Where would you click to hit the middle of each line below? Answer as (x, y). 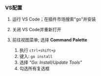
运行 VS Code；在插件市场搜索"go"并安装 (54, 19)
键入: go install (36, 57)
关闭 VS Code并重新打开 (37, 30)
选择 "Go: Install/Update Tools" (50, 62)
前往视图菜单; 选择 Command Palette (50, 40)
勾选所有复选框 (34, 69)
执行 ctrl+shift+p (38, 50)
